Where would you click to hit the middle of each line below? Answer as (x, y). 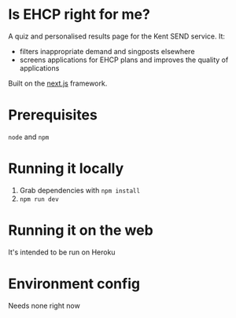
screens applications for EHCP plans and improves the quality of (124, 60)
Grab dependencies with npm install (79, 190)
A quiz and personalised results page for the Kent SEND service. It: (117, 36)
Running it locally (66, 168)
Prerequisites (53, 115)
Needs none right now (44, 305)
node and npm (29, 137)
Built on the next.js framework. (58, 83)
